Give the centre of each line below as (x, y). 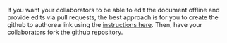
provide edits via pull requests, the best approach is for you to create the (113, 17)
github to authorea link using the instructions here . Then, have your (105, 25)
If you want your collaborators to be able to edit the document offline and (114, 10)
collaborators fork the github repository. (65, 32)
